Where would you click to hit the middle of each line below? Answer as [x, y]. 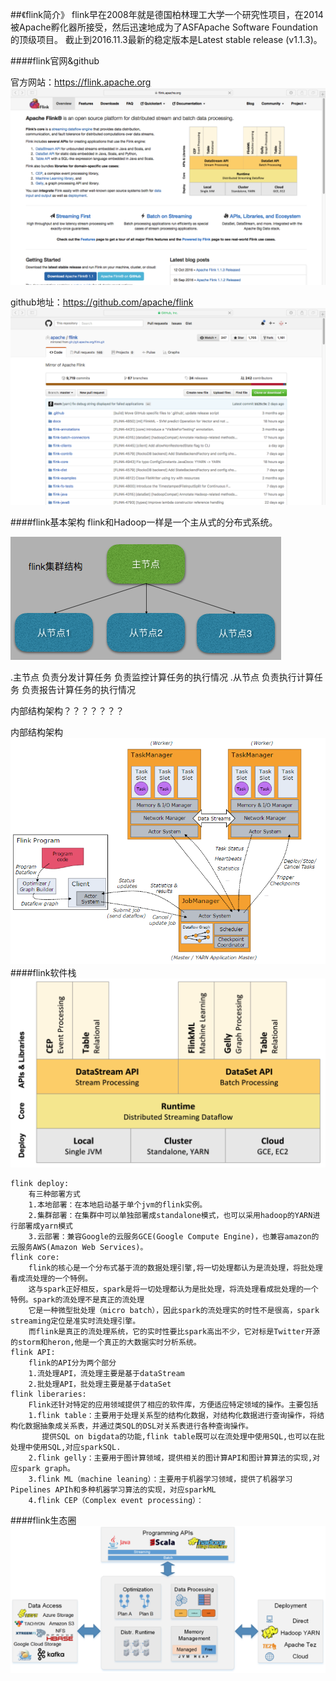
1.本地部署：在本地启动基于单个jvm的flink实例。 [118, 1205]
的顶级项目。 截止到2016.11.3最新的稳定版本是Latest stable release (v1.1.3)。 [166, 39]
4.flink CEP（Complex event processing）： [116, 1501]
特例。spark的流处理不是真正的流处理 [77, 1300]
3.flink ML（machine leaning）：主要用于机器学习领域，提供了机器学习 [160, 1479]
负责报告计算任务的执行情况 [78, 689]
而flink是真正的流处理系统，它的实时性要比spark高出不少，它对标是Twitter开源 [174, 1332]
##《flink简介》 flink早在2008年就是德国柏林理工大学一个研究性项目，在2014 [167, 14]
